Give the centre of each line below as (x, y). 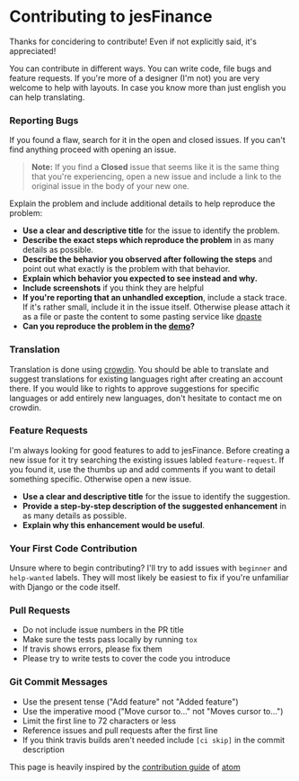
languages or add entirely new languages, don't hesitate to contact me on (146, 398)
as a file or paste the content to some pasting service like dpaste (142, 317)
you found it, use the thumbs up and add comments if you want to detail (142, 469)
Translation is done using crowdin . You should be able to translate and (139, 369)
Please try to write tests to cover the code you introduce (126, 659)
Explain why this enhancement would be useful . (113, 525)
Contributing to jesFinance (111, 17)
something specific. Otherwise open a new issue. (101, 479)
